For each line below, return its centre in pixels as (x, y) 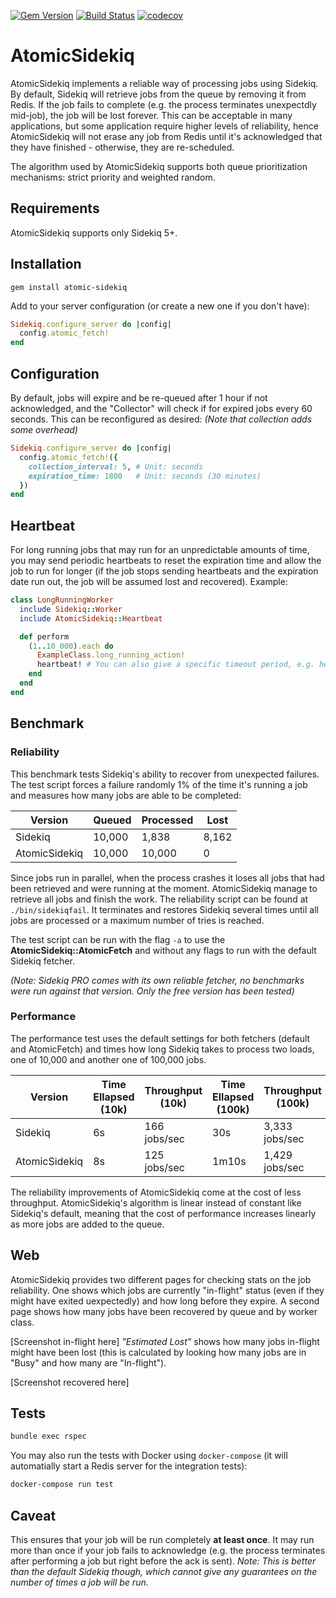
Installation (46, 264)
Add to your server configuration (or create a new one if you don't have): (160, 306)
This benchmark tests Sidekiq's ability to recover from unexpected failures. (165, 774)
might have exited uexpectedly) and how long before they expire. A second (165, 1301)
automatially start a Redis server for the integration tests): (129, 1466)
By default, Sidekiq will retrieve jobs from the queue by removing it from (158, 94)
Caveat (33, 1515)
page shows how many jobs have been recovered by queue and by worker (164, 1311)
